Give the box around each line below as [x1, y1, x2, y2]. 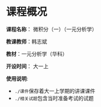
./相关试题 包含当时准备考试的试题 [14, 94, 94, 102]
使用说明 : [6, 75, 29, 82]
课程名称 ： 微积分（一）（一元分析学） [6, 26, 97, 33]
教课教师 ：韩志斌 [6, 38, 47, 45]
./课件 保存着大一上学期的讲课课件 [14, 87, 95, 94]
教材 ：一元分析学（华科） [6, 50, 68, 57]
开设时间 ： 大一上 [6, 62, 48, 70]
